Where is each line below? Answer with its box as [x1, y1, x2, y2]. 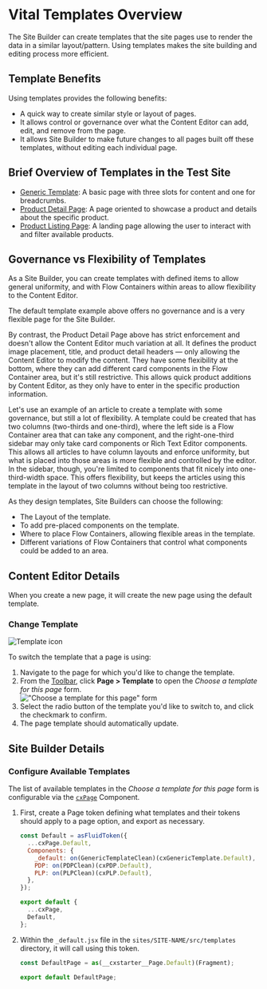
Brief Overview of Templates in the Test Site [8, 166, 231, 180]
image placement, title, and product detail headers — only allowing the [8, 347, 241, 357]
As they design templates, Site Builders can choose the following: [8, 496, 223, 506]
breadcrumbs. [19, 196, 66, 205]
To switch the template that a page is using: [8, 652, 151, 662]
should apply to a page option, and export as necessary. [19, 817, 206, 826]
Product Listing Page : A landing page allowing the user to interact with [19, 221, 251, 231]
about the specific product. [19, 212, 109, 222]
